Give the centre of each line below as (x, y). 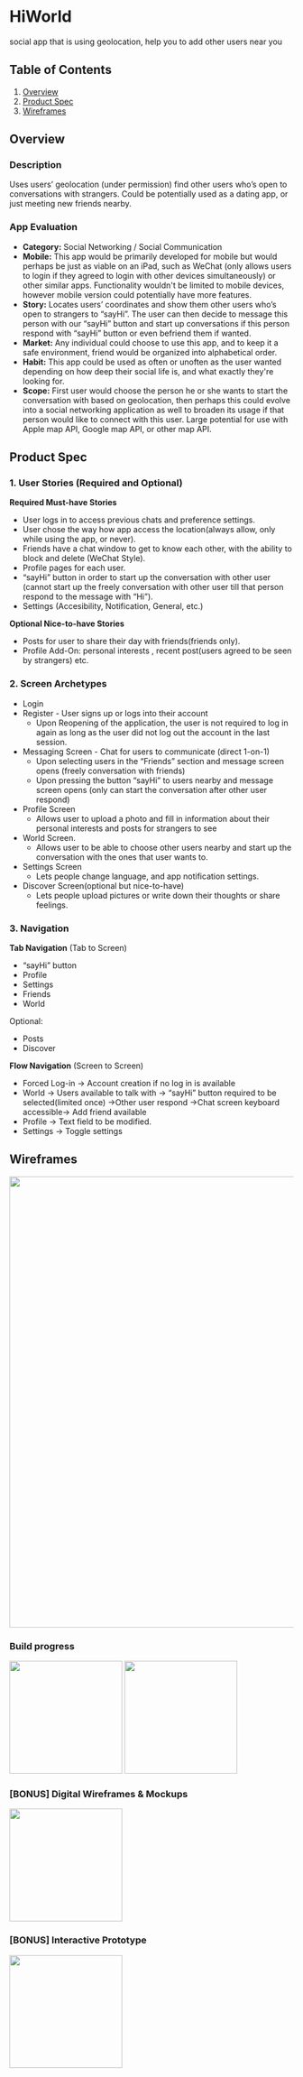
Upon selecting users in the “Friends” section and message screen (160, 761)
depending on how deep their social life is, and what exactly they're (148, 371)
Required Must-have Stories (63, 503)
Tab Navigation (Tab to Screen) (69, 948)
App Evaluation (44, 227)
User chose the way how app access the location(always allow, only (149, 530)
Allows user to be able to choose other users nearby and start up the (164, 847)
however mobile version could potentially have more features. (137, 294)
